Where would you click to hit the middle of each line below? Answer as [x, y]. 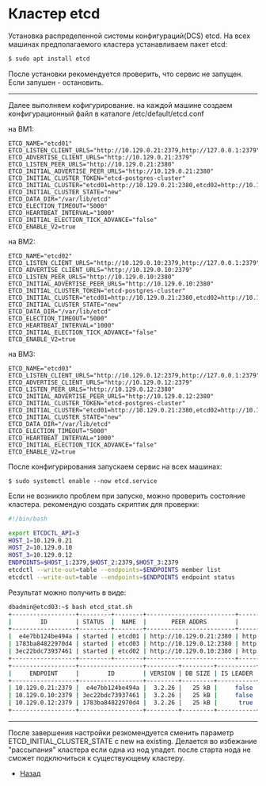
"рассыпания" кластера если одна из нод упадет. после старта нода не [129, 750]
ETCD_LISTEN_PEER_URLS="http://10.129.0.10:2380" [92, 277]
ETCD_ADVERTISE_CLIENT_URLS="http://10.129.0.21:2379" [101, 157]
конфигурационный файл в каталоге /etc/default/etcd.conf [106, 113]
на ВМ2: [22, 241]
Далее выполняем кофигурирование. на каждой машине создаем [120, 105]
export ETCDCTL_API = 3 [44, 533]
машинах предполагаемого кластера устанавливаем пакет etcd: [118, 44]
